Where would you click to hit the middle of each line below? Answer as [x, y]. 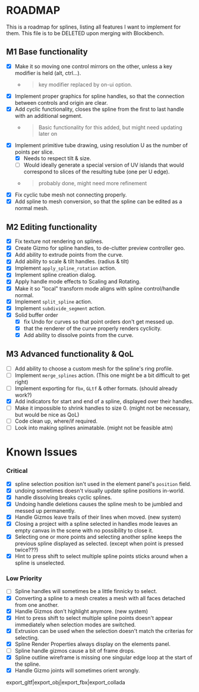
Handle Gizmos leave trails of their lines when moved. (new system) [98, 517]
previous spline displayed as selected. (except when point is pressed [99, 544]
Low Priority [24, 578]
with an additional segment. [49, 116]
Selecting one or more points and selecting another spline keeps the [98, 537]
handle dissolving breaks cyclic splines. [63, 497]
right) [21, 382]
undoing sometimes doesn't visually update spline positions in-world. [100, 490]
